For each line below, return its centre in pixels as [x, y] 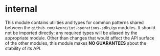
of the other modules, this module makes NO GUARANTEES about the [76, 43]
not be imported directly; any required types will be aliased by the [71, 33]
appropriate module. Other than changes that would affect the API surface [80, 38]
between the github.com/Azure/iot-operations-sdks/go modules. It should [80, 27]
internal [21, 9]
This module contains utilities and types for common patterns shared [75, 22]
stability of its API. [23, 48]
